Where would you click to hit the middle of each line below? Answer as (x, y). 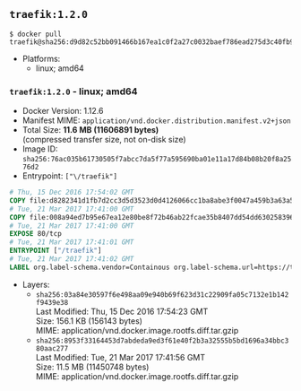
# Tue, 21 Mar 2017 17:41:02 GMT (72, 259)
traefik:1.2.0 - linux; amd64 (73, 91)
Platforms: (41, 58)
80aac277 (52, 348)
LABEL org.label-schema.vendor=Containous (90, 267)
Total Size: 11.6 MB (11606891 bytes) (90, 130)
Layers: (36, 284)
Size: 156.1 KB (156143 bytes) (89, 321)
